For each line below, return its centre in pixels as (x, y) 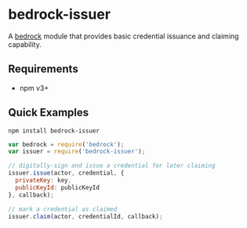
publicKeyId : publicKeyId (58, 187)
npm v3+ (34, 88)
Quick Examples (49, 112)
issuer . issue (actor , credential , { (66, 173)
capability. (25, 44)
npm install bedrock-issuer (54, 131)
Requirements (43, 69)
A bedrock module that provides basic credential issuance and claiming (123, 36)
